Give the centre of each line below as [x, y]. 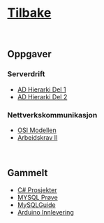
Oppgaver [30, 54]
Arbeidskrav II [37, 137]
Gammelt [28, 173]
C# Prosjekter [37, 189]
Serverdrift [26, 74]
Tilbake [29, 13]
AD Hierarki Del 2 [42, 96]
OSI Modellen [37, 130]
